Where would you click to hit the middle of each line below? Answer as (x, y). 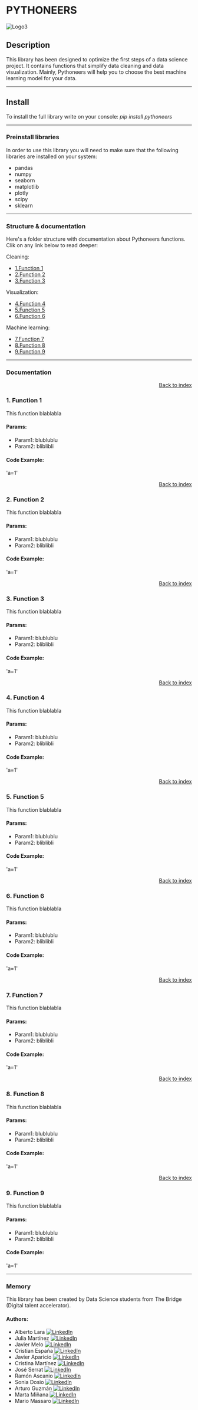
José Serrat (29, 1370)
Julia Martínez (32, 1338)
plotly (22, 193)
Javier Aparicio (33, 1357)
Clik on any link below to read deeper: (52, 245)
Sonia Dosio (29, 1382)
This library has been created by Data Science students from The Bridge (94, 1299)
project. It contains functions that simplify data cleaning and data (85, 65)
